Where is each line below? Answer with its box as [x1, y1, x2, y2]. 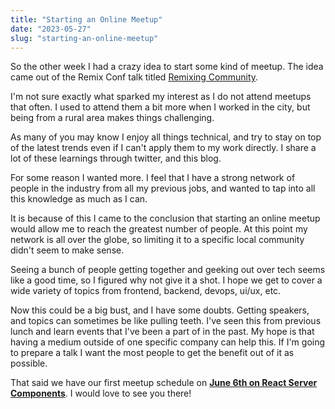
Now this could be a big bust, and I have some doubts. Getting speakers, [10, 304, 310, 316]
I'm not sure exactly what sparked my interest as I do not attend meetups [10, 91, 312, 103]
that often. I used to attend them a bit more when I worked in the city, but [10, 101, 311, 113]
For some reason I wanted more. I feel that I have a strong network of [10, 172, 296, 184]
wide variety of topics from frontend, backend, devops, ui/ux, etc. [10, 285, 282, 297]
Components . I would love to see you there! [10, 387, 192, 400]
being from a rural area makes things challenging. [10, 112, 215, 124]
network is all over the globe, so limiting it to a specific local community [10, 234, 305, 246]
